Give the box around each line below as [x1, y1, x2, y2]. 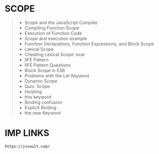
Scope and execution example [24, 35, 87, 41]
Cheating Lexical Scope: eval [24, 51, 85, 57]
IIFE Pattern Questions [24, 62, 71, 68]
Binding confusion [24, 99, 62, 105]
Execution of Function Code [24, 30, 82, 36]
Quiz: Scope [24, 83, 50, 89]
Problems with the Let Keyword [24, 72, 89, 78]
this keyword [24, 93, 51, 100]
